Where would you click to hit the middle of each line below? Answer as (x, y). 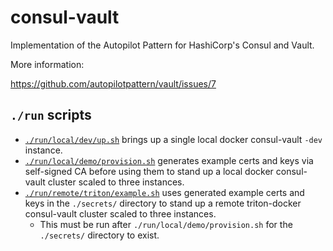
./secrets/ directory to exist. (99, 235)
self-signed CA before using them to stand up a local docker (149, 171)
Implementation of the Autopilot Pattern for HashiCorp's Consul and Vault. (162, 45)
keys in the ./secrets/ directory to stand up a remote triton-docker (163, 203)
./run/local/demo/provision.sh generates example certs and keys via (169, 160)
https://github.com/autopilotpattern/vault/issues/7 (113, 83)
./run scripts (51, 115)
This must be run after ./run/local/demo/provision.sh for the (166, 224)
